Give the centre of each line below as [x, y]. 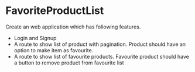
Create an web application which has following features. [73, 27]
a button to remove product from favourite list [69, 63]
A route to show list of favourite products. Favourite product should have [102, 56]
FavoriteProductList [55, 11]
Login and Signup [35, 38]
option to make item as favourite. [54, 50]
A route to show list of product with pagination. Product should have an [100, 44]
